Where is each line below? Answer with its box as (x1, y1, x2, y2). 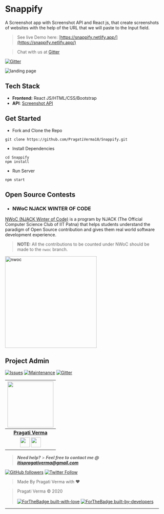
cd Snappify (5, 155, 29, 160)
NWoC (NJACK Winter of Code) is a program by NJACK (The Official (5, 216, 143, 222)
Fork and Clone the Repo (12, 127, 62, 133)
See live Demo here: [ (17, 34, 61, 40)
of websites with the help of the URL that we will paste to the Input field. (5, 24, 150, 30)
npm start (5, 177, 25, 182)
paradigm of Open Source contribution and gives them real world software (5, 226, 155, 233)
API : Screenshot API (12, 100, 53, 106)
